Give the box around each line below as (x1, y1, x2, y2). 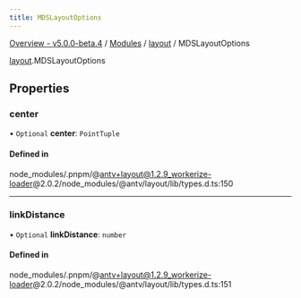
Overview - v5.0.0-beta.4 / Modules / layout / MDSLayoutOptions (9, 38, 251, 48)
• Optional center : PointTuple (9, 128, 120, 139)
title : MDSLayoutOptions (9, 13, 102, 22)
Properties (9, 81, 70, 97)
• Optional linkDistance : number (9, 229, 127, 240)
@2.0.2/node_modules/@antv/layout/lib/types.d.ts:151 (32, 279, 232, 290)
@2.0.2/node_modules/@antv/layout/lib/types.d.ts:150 (32, 178, 234, 189)
